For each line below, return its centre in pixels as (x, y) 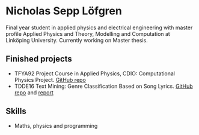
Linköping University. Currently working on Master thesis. (77, 40)
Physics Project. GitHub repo (50, 79)
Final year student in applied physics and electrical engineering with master (99, 27)
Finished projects (39, 59)
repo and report (34, 92)
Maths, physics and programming (56, 125)
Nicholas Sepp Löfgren (64, 11)
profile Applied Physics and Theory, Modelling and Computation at (88, 33)
